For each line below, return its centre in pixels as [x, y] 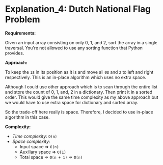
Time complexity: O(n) [35, 136]
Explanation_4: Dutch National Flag [78, 9]
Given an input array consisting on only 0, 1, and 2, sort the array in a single [81, 42]
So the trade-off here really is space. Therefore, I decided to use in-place [79, 112]
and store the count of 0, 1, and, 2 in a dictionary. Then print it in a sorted [79, 92]
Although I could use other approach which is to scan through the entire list [81, 86]
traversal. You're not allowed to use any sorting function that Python [74, 48]
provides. [15, 53]
